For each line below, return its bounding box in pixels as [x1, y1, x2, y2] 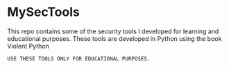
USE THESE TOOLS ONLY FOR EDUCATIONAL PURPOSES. [7, 55, 151, 62]
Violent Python [7, 42, 50, 50]
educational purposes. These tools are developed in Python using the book [7, 34, 222, 42]
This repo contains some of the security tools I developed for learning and [7, 27, 219, 35]
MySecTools [7, 4, 80, 20]
